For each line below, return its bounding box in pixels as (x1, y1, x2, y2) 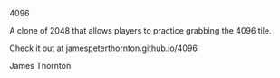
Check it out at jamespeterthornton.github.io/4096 (9, 43, 198, 54)
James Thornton (9, 61, 72, 71)
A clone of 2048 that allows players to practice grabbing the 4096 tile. (9, 25, 272, 35)
